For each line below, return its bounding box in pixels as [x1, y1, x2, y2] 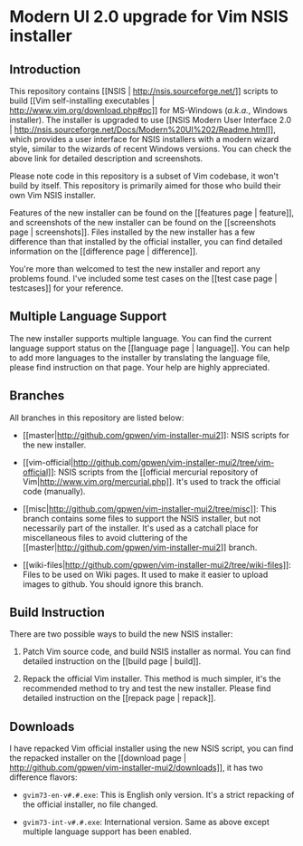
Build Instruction [9, 605, 106, 620]
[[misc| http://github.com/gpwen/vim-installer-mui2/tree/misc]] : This [22, 503, 278, 514]
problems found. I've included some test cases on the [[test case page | [9, 274, 278, 284]
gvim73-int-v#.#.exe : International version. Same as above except [22, 817, 270, 828]
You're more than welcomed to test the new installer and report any [9, 264, 260, 274]
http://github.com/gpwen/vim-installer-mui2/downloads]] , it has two [9, 763, 264, 774]
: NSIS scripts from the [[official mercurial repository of [53, 466, 259, 477]
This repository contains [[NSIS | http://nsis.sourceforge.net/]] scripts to [9, 86, 279, 96]
